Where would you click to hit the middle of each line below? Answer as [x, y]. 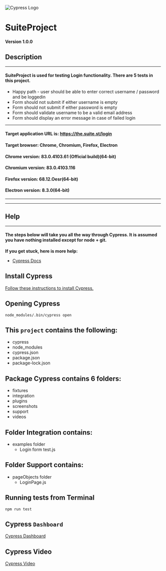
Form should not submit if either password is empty [65, 107]
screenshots [25, 406]
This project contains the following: [61, 330]
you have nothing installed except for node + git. [56, 240]
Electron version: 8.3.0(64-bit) [38, 190]
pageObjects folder [32, 477]
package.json [26, 358]
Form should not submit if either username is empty [65, 102]
